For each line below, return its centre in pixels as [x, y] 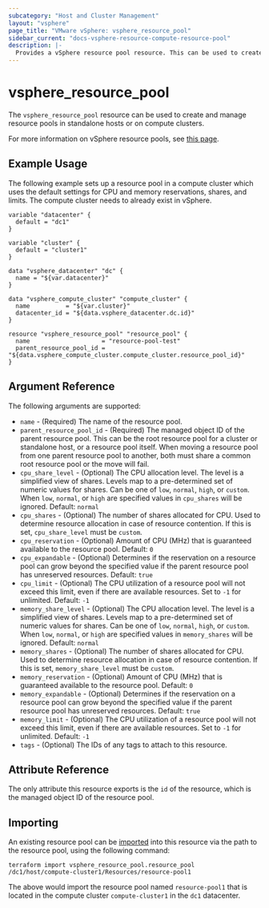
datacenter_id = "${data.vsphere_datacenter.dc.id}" [105, 313]
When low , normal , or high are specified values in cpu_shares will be [131, 498]
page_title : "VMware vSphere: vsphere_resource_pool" [100, 30]
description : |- [35, 46]
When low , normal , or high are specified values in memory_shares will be [137, 634]
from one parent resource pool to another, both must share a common [135, 455]
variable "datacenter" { [50, 215]
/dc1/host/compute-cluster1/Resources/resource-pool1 [100, 872]
